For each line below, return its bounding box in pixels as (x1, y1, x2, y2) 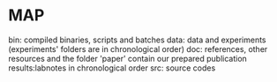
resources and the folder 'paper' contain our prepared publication (8, 53, 248, 63)
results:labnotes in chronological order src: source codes (8, 63, 216, 73)
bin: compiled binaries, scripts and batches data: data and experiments (8, 34, 266, 45)
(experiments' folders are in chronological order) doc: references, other (8, 43, 268, 54)
